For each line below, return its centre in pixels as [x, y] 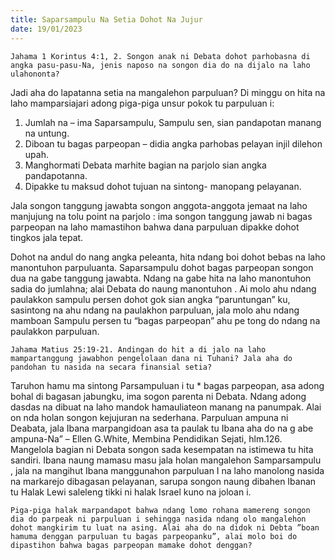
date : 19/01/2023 [46, 29]
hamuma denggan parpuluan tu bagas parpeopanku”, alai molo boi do [154, 536]
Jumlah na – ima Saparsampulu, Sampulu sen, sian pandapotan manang [173, 122]
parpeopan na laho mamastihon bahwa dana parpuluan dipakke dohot [155, 227]
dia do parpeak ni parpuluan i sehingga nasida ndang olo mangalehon [158, 519]
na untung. [47, 133]
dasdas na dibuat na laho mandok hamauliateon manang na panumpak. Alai [166, 407]
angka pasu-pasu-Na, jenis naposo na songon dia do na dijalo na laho [160, 65]
